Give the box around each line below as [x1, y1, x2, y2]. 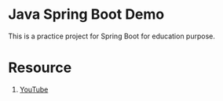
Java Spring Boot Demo [8, 5, 165, 23]
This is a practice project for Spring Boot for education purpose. [8, 31, 216, 41]
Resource [8, 59, 72, 77]
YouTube [19, 85, 49, 94]
